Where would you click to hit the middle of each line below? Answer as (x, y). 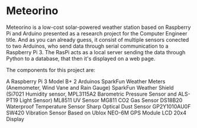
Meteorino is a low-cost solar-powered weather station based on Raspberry (98, 27)
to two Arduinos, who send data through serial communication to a (87, 46)
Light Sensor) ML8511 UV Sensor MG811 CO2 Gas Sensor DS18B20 (101, 100)
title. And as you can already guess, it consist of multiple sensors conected (98, 40)
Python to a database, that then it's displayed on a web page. (81, 58)
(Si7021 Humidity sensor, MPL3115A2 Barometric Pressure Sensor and (91, 94)
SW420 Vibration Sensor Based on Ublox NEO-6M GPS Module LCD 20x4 (96, 113)
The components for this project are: (51, 70)
